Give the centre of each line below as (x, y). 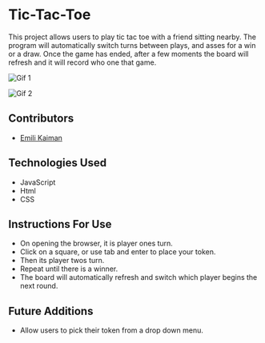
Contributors (41, 119)
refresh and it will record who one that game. (82, 62)
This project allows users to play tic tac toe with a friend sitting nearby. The (132, 37)
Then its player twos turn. (62, 261)
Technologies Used (57, 163)
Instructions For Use (60, 224)
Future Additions (51, 311)
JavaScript (38, 182)
